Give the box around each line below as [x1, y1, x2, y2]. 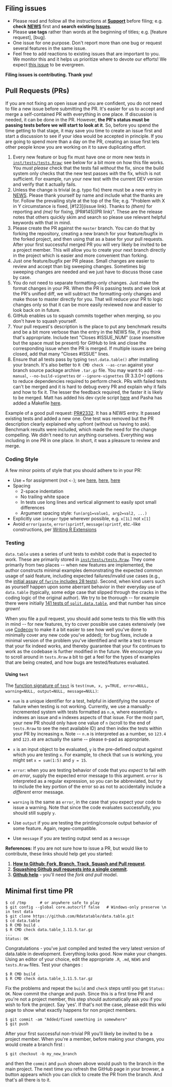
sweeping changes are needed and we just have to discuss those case [12, 269, 163, 275]
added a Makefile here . [12, 400, 62, 406]
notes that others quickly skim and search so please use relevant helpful [12, 214, 166, 220]
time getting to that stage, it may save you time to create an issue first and [5, 127, 162, 133]
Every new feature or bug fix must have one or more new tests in [12, 154, 150, 160]
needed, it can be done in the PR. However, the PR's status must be [5, 116, 150, 122]
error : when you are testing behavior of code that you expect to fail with [12, 767, 166, 774]
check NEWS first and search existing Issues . [12, 23, 112, 29]
